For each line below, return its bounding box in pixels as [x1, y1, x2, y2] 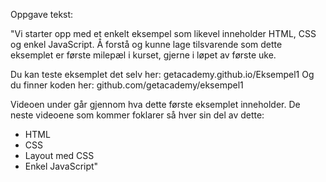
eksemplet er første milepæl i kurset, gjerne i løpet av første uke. [10, 49, 277, 61]
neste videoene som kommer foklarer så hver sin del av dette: [10, 109, 265, 121]
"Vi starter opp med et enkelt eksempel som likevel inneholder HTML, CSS [10, 28, 317, 39]
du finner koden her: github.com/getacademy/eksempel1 [10, 79, 244, 91]
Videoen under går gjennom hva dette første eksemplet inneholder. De [10, 99, 301, 110]
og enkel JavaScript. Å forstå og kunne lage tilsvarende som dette [10, 39, 283, 50]
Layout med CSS [24, 150, 95, 161]
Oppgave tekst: [10, 9, 74, 20]
